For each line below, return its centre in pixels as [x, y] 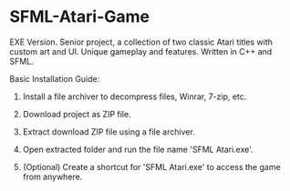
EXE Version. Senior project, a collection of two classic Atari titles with [141, 42]
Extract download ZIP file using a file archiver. [109, 131]
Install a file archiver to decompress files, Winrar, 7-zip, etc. [135, 96]
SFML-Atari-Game [80, 17]
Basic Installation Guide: [55, 78]
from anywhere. [52, 176]
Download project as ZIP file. [77, 114]
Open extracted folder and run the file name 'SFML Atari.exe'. [138, 149]
